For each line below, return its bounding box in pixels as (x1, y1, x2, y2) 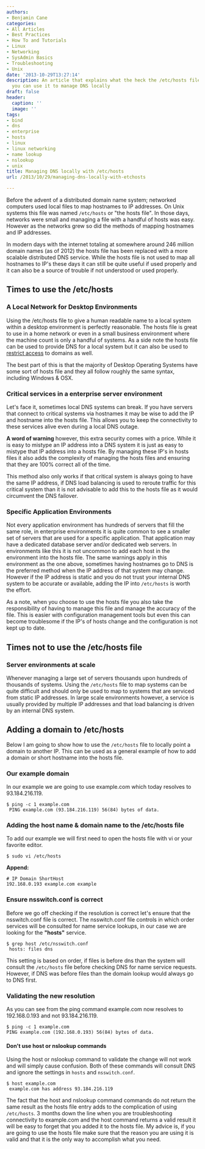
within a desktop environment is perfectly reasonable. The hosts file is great (6, 323, 197, 331)
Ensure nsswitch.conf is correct (6, 895, 104, 904)
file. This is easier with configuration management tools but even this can (6, 611, 190, 619)
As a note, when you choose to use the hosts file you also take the (6, 598, 173, 606)
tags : (6, 111, 20, 118)
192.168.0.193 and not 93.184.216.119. (6, 1012, 99, 1019)
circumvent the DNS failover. (6, 492, 78, 499)
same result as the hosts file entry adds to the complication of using (6, 1103, 178, 1110)
